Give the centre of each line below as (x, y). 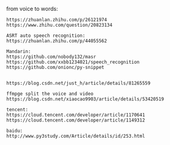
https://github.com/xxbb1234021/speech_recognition (73, 62)
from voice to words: (32, 9)
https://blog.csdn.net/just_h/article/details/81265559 (78, 83)
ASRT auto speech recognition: (46, 36)
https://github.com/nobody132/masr (51, 57)
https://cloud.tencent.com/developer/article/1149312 (76, 120)
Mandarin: (19, 51)
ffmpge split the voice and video (50, 94)
